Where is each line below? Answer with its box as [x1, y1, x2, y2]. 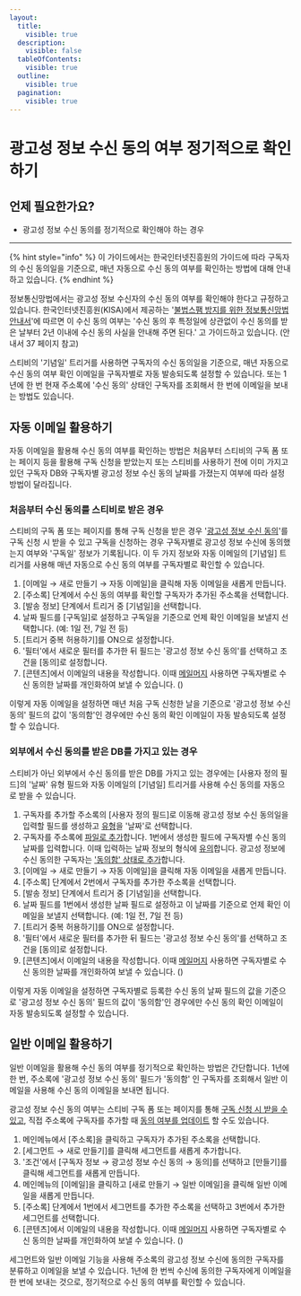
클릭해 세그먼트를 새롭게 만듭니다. [21, 1168, 141, 1178]
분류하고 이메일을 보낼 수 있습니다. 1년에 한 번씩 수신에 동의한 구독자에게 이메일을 [9, 1265, 292, 1275]
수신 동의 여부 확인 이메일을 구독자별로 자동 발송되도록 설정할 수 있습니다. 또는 [9, 369, 282, 380]
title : [17, 22, 42, 31]
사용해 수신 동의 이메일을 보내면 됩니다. [32, 1084, 170, 1095]
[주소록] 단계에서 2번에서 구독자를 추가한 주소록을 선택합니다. [21, 876, 237, 887]
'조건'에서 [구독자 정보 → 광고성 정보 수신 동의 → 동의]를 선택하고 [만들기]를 [21, 1156, 288, 1167]
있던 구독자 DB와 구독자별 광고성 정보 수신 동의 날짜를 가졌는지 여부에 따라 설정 [9, 468, 285, 478]
